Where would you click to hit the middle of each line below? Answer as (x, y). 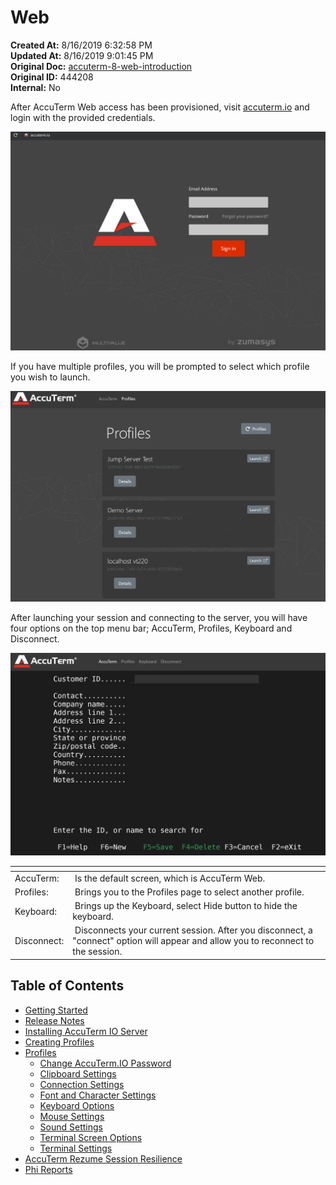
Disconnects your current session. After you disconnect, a (193, 930)
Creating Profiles (59, 1042)
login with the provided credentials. (83, 117)
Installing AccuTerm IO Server (86, 1031)
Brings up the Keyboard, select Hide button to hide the (186, 906)
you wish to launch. (50, 377)
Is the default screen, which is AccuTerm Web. (170, 878)
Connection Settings (82, 1084)
